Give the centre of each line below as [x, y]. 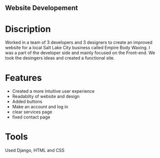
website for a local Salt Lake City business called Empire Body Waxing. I [78, 48]
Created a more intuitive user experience [53, 91]
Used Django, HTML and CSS [35, 150]
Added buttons [27, 101]
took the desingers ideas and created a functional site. [60, 58]
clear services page [32, 112]
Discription [28, 29]
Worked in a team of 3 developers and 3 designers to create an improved [79, 42]
